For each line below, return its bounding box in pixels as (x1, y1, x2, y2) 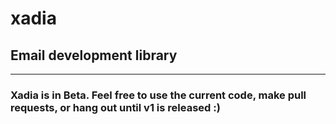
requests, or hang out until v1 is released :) (10, 100, 221, 114)
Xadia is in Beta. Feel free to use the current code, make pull (10, 88, 307, 102)
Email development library (10, 47, 178, 64)
